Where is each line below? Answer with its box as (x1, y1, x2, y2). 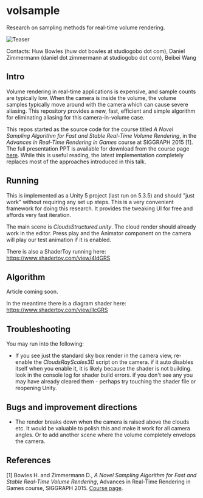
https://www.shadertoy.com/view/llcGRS (6, 306, 108, 314)
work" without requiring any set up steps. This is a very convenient (6, 198, 174, 205)
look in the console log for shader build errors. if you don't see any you (15, 371, 193, 379)
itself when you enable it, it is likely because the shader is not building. (15, 365, 192, 372)
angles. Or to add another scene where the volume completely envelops (15, 431, 196, 438)
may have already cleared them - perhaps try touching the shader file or (15, 378, 196, 385)
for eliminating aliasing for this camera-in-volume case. (6, 113, 145, 121)
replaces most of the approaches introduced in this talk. (6, 158, 146, 165)
